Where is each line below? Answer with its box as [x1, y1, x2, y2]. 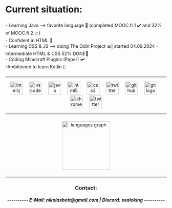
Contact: [75, 184, 97, 191]
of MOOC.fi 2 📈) [5, 30, 41, 36]
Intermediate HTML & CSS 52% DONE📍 [5, 50, 89, 57]
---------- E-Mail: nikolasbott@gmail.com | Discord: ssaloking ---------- [7, 197, 165, 203]
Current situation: [5, 4, 83, 15]
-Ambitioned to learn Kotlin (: [5, 64, 67, 70]
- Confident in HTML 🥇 [5, 37, 53, 44]
